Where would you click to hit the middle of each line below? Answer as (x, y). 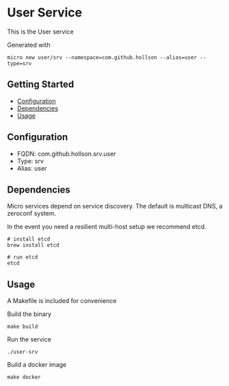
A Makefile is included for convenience (62, 301)
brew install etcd (33, 245)
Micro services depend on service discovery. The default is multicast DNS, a (115, 206)
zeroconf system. (32, 213)
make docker (24, 377)
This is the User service (40, 32)
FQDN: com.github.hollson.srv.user (66, 154)
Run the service (29, 339)
